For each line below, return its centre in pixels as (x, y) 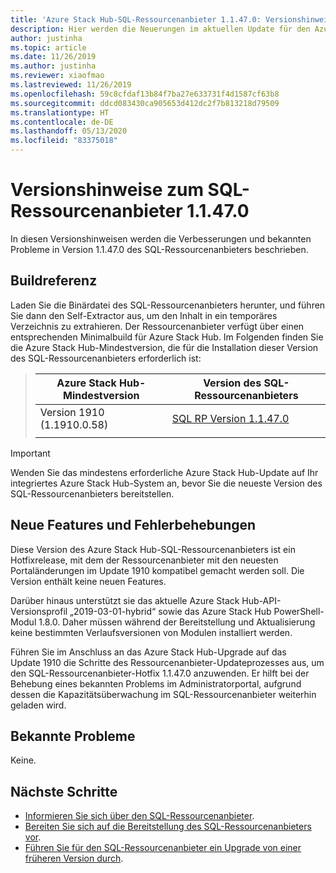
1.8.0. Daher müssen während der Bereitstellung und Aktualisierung (177, 622)
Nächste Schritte (64, 791)
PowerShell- (299, 611)
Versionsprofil (39, 611)
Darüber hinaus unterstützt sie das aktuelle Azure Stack (125, 600)
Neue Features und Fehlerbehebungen (133, 525)
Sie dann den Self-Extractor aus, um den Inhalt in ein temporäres (144, 315)
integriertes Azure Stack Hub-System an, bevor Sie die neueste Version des (166, 483)
